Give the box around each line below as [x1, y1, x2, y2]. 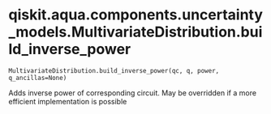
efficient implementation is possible [8, 96, 127, 106]
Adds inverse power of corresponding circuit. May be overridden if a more [8, 87, 257, 98]
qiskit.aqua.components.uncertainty [8, 6, 264, 24]
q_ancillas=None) [8, 74, 67, 82]
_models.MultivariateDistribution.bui [8, 23, 263, 41]
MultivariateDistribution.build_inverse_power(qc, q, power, [8, 66, 220, 74]
